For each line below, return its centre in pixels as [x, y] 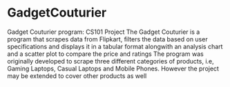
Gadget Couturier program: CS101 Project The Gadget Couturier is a [104, 32]
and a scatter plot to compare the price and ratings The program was [105, 54]
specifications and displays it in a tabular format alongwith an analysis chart [115, 46]
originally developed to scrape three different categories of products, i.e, [111, 61]
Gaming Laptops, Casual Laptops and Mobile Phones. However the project [113, 68]
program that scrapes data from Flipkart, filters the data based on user [108, 39]
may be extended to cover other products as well [77, 76]
